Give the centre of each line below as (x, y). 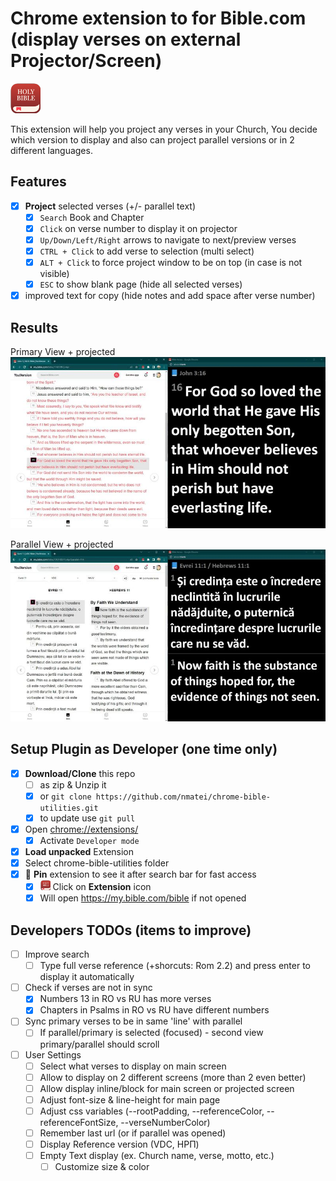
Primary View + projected (63, 352)
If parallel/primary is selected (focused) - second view (151, 1033)
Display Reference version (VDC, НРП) (119, 1144)
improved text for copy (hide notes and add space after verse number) (170, 296)
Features (38, 182)
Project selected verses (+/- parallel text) (110, 206)
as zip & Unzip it (73, 784)
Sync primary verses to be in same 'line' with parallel (133, 1021)
